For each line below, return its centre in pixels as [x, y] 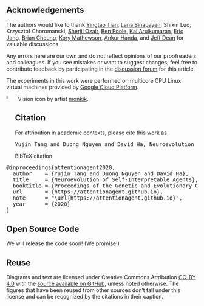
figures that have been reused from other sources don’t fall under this [93, 290]
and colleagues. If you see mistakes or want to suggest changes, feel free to [102, 62]
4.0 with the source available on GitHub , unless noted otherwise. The [93, 284]
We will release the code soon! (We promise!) [63, 243]
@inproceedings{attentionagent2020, [61, 167]
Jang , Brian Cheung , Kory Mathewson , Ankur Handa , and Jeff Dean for [95, 37]
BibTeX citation [34, 156]
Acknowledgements [45, 10]
